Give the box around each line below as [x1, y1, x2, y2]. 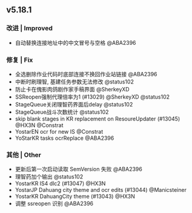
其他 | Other [6, 151, 41, 159]
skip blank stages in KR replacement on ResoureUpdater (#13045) [15, 115, 180, 122]
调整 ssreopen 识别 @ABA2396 [15, 200, 94, 208]
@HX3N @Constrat [15, 121, 64, 129]
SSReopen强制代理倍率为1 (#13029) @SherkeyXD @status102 [15, 93, 170, 100]
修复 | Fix [6, 56, 33, 64]
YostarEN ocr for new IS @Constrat [15, 128, 104, 135]
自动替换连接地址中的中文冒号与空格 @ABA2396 [15, 39, 136, 46]
